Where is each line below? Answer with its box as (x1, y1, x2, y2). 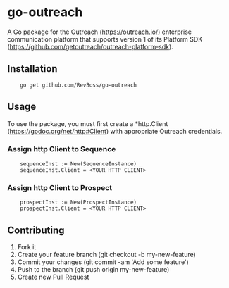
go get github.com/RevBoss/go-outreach (20, 82, 137, 89)
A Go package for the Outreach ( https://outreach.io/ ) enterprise (7, 27, 192, 36)
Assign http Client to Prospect (7, 182, 113, 192)
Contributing (7, 224, 65, 236)
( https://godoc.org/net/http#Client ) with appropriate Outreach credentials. (7, 127, 223, 135)
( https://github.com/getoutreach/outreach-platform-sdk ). (7, 42, 174, 51)
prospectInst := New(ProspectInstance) (20, 199, 137, 206)
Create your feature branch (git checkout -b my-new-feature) (17, 250, 196, 258)
